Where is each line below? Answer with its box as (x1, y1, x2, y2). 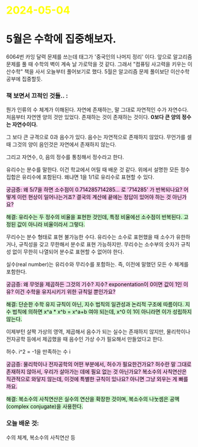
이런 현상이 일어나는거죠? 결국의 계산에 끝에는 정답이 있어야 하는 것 (17, 194, 171, 201)
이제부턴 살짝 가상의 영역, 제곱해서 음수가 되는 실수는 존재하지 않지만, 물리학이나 (6, 328, 191, 335)
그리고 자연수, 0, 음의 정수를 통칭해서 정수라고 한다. (6, 153, 124, 160)
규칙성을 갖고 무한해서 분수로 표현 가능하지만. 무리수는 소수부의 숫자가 (18, 241, 180, 248)
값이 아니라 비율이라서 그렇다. (17, 221, 85, 228)
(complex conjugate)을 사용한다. (6, 403, 84, 410)
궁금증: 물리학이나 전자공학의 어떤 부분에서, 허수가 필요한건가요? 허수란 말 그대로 (6, 361, 192, 368)
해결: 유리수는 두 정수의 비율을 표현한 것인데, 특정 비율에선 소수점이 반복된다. (6, 214, 183, 221)
